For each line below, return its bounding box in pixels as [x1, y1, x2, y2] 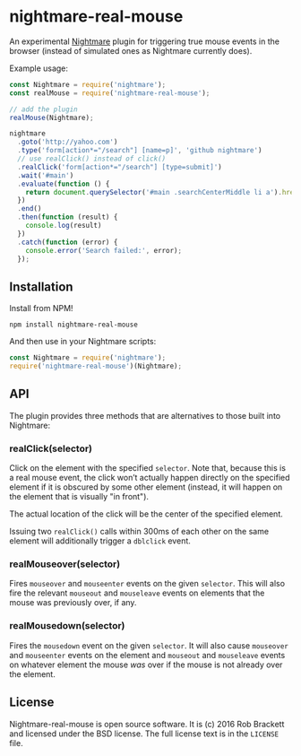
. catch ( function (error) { [17, 238, 118, 247]
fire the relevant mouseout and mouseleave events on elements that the [9, 587, 265, 598]
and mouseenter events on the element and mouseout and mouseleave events [9, 649, 286, 660]
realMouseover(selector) [9, 558, 121, 570]
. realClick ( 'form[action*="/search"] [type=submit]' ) [17, 162, 222, 171]
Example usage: [9, 63, 69, 74]
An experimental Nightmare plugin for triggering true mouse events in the [9, 36, 280, 47]
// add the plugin [9, 105, 78, 114]
